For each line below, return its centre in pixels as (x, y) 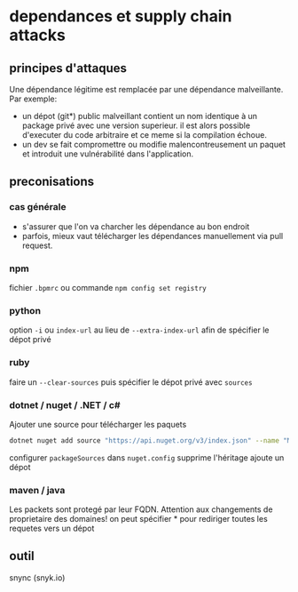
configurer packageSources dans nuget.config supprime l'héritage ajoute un (147, 457)
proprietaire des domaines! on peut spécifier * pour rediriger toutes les (138, 519)
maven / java (37, 490)
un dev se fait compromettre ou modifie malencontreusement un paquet (154, 144)
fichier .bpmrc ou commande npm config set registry (108, 287)
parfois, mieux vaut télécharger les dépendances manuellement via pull (153, 236)
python (25, 310)
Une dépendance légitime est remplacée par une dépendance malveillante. (146, 89)
